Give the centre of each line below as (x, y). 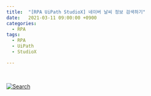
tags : (13, 35)
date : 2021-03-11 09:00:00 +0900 (52, 18)
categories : (21, 23)
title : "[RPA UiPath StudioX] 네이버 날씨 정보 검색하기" (76, 12)
